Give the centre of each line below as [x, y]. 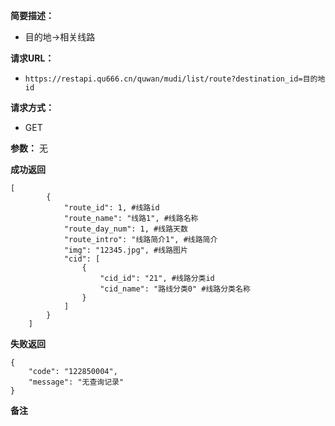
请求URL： [32, 58]
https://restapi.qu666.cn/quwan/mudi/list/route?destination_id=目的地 [175, 79]
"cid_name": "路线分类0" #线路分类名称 [175, 289]
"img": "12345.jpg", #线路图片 [125, 250]
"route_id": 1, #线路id [111, 208]
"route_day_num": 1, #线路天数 [125, 229]
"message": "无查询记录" [76, 382]
